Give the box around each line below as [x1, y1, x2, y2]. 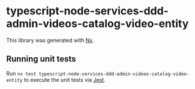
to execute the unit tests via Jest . [23, 76, 106, 83]
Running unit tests [6, 54, 76, 64]
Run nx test [6, 70, 37, 77]
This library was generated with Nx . [6, 36, 94, 44]
